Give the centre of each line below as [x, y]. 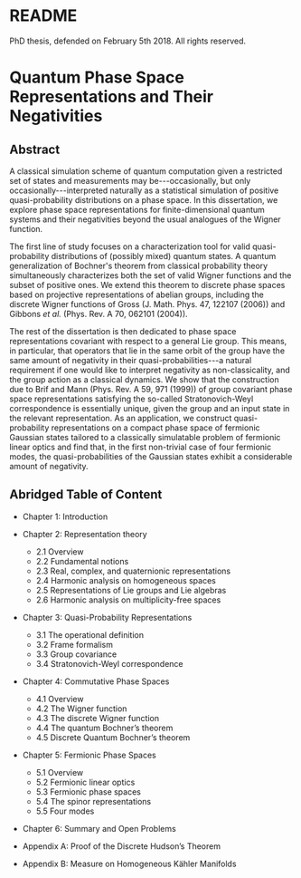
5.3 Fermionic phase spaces [89, 791]
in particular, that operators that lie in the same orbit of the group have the [147, 351]
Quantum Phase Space [97, 77]
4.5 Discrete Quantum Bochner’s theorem [113, 737]
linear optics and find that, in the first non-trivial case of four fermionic [141, 447]
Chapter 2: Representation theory [85, 534]
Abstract [35, 149]
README [43, 16]
